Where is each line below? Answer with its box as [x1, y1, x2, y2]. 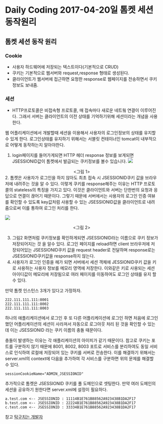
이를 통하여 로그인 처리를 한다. [21, 205, 79, 211]
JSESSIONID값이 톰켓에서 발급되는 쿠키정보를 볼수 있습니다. [12, 158, 127, 164]
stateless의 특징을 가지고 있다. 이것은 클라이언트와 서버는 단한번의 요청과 [14, 187, 153, 193]
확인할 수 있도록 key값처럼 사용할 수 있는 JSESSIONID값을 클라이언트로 [10, 199, 146, 205]
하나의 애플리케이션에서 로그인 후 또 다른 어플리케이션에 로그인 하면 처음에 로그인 [5, 315, 159, 321]
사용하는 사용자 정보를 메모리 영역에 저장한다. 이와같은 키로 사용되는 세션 [17, 265, 155, 271]
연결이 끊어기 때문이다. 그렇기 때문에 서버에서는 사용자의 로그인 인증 [18, 193, 147, 199]
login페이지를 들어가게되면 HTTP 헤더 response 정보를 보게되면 [12, 153, 134, 158]
